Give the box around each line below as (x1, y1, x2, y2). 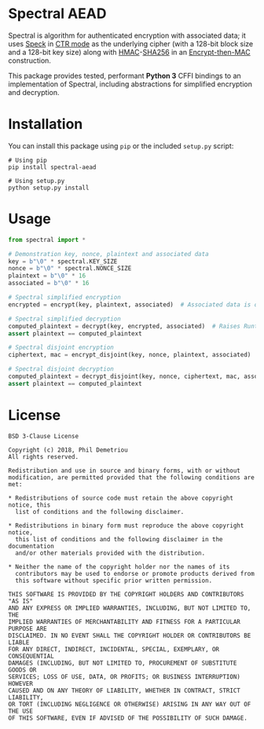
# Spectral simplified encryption (8, 294, 122, 302)
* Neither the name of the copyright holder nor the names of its (8, 562, 230, 570)
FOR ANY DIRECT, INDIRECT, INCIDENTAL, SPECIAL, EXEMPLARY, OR (8, 645, 220, 653)
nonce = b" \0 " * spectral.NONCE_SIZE (8, 265, 132, 273)
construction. (8, 56, 51, 65)
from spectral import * (8, 236, 86, 244)
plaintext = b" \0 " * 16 (8, 272, 86, 280)
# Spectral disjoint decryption (8, 365, 114, 373)
